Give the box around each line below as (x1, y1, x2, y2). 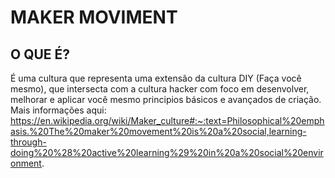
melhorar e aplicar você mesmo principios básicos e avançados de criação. (10, 94, 322, 105)
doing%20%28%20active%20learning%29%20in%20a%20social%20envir (10, 147, 324, 158)
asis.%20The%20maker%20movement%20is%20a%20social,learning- (10, 126, 307, 137)
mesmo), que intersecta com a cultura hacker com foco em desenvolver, (10, 83, 310, 95)
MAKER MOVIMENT (10, 6, 178, 29)
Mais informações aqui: (10, 104, 107, 116)
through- (10, 136, 47, 148)
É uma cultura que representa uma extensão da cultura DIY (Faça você (10, 72, 302, 84)
